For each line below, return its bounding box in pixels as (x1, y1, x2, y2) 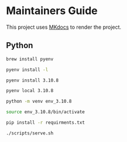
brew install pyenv (6, 56, 54, 62)
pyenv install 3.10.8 (6, 77, 59, 83)
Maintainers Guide (6, 4, 98, 18)
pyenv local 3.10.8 (6, 88, 54, 94)
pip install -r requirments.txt (6, 120, 85, 126)
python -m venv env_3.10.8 (6, 99, 72, 104)
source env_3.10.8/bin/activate (6, 109, 85, 115)
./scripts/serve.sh (6, 130, 54, 136)
